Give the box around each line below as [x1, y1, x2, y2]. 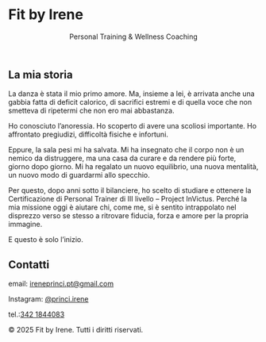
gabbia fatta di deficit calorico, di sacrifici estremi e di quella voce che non [8, 98, 253, 107]
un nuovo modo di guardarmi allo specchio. [8, 171, 151, 180]
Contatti [8, 258, 50, 271]
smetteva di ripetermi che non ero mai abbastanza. [8, 106, 175, 116]
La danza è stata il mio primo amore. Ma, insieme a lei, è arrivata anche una [8, 89, 256, 98]
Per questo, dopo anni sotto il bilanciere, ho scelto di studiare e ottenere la [8, 186, 252, 195]
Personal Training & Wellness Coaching [68, 32, 199, 41]
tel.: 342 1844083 [8, 309, 65, 319]
